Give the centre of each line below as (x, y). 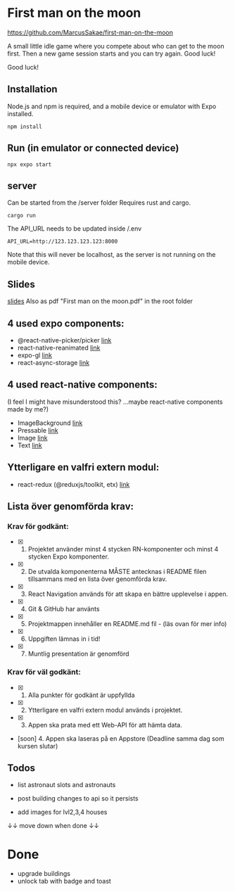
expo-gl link (35, 355)
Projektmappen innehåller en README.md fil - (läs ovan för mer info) (127, 624)
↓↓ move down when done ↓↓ (53, 826)
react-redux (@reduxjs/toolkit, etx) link (74, 484)
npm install (25, 127)
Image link (32, 438)
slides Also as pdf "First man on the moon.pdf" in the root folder (100, 301)
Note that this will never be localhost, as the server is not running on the (112, 255)
